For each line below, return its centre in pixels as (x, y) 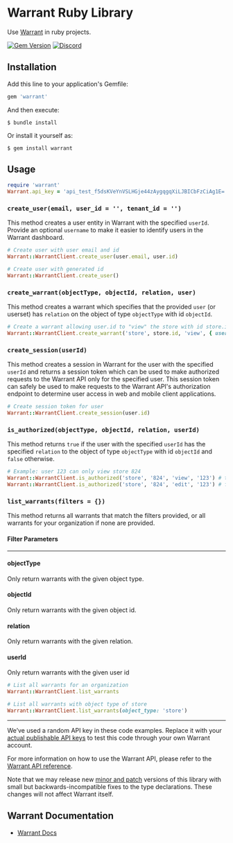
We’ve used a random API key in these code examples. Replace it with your (114, 730)
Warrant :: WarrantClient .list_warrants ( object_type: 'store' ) (97, 711)
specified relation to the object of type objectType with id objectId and (110, 451)
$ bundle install (32, 123)
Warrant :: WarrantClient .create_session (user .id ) (79, 413)
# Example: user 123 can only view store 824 (74, 472)
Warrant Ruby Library (70, 13)
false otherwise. (31, 459)
